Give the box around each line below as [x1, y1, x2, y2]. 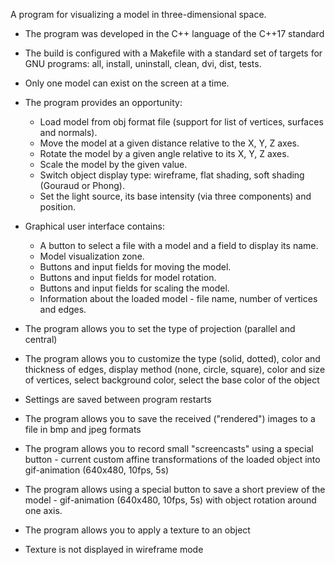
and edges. [39, 304, 87, 315]
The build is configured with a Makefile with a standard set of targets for [24, 47, 323, 59]
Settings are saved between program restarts [24, 394, 212, 405]
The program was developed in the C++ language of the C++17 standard [24, 28, 325, 39]
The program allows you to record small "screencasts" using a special [24, 443, 314, 454]
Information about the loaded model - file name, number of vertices [39, 293, 318, 304]
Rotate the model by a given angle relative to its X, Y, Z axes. [39, 148, 290, 159]
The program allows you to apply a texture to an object [24, 524, 251, 536]
